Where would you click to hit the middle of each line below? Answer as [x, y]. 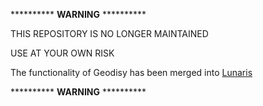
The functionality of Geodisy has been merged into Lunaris [131, 72]
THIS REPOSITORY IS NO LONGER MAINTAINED [109, 33]
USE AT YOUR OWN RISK [62, 53]
